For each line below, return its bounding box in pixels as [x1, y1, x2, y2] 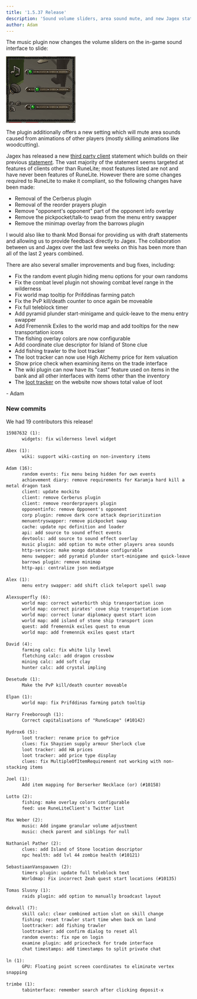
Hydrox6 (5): [6, 729, 38, 735]
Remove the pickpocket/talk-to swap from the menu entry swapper [14, 214, 177, 221]
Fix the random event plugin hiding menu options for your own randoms [14, 273, 188, 280]
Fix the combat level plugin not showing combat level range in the [14, 279, 174, 286]
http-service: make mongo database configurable [21, 547, 143, 553]
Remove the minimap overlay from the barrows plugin [14, 220, 145, 227]
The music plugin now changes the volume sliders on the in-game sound [6, 39, 182, 46]
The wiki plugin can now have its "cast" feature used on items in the [14, 366, 179, 373]
